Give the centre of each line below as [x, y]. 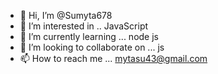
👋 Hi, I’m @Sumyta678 [66, 15]
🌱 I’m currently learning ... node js [89, 36]
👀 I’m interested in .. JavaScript [84, 26]
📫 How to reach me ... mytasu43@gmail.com [113, 58]
